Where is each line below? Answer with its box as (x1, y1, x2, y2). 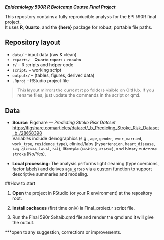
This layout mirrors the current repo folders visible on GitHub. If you (17, 87, 155, 93)
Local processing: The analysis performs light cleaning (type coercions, (12, 160, 159, 166)
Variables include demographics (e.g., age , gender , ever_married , (12, 135, 143, 141)
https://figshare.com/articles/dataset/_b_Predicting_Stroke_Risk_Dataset (12, 125, 159, 131)
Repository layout (5, 38, 60, 47)
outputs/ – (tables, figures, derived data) (12, 72, 95, 78)
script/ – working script (12, 67, 62, 73)
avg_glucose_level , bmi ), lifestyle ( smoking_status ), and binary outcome (12, 146, 157, 151)
